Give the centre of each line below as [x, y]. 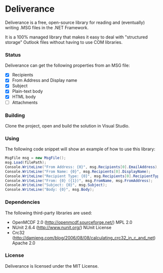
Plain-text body [27, 91]
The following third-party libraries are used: [49, 213]
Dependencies [23, 202]
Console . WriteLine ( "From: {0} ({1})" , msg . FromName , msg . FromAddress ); [79, 181]
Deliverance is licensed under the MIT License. [52, 266]
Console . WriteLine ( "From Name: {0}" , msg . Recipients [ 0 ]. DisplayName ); [78, 171]
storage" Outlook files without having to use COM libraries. [64, 42]
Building [15, 115]
